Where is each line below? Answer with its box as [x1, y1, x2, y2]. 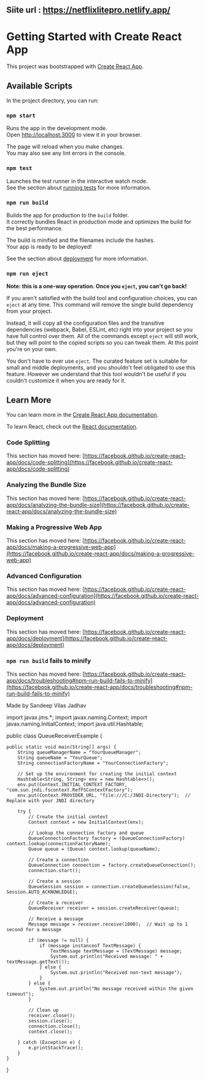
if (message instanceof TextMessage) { [39, 942, 141, 949]
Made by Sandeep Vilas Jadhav [6, 702, 87, 709]
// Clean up [28, 1007, 60, 1013]
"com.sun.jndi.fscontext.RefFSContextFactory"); [6, 787, 133, 793]
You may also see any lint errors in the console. [6, 150, 126, 157]
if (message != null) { [28, 937, 89, 943]
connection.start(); [28, 867, 81, 873]
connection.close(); [28, 1023, 81, 1029]
